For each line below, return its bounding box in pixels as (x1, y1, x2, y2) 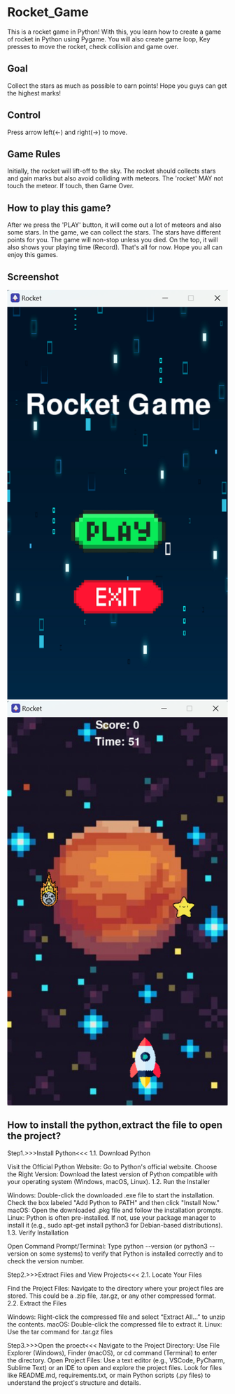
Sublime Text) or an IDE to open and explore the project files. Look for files (7, 1363, 222, 1372)
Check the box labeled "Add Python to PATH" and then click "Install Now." (7, 1198, 220, 1206)
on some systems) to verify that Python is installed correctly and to (30, 1249, 224, 1258)
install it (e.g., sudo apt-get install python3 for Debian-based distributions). (7, 1221, 223, 1229)
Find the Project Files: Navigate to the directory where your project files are (7, 1284, 224, 1292)
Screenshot (7, 271, 59, 283)
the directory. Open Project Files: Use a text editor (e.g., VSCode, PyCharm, (7, 1356, 225, 1365)
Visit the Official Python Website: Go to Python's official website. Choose (7, 1162, 218, 1171)
